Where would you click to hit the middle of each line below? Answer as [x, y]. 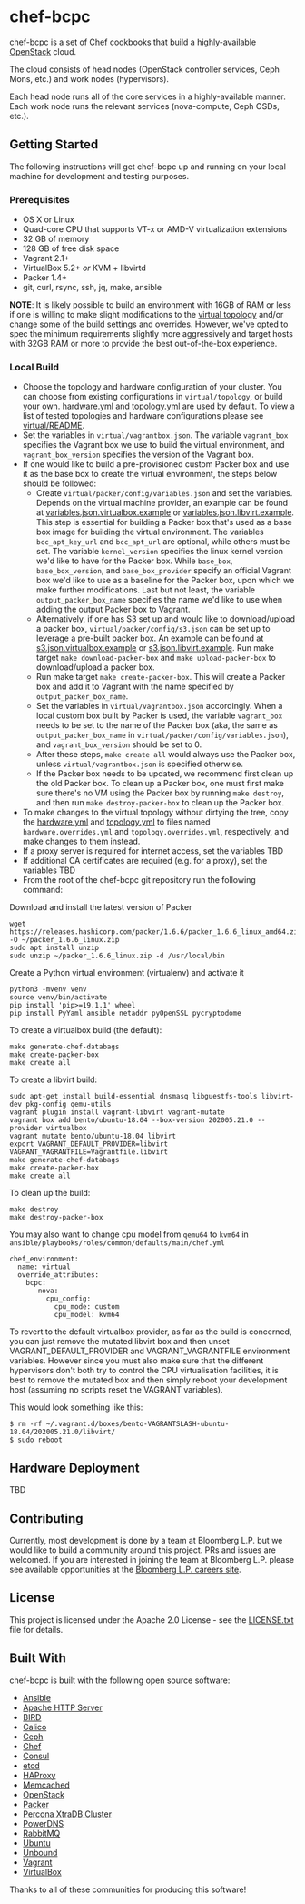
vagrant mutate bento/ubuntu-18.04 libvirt [93, 1136]
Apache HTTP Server [62, 1707]
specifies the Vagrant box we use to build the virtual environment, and [153, 445]
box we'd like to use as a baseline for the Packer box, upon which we [165, 581]
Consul [36, 1756]
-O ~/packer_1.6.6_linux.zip [64, 940]
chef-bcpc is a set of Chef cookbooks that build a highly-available [133, 42]
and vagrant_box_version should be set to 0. [119, 744]
